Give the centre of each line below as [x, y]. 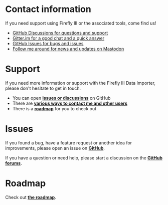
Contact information [48, 9]
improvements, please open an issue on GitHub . [55, 148]
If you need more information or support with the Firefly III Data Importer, [80, 83]
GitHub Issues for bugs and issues [48, 43]
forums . [14, 163]
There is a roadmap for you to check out [54, 108]
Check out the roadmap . [31, 197]
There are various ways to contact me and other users [70, 103]
